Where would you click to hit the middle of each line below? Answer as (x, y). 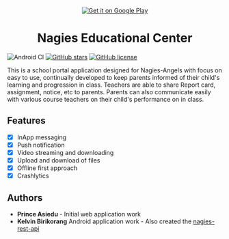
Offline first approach (47, 168)
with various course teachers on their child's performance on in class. (106, 99)
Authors (25, 198)
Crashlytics (33, 176)
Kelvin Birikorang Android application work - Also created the (104, 221)
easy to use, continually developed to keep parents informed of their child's (113, 77)
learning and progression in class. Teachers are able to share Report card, (111, 85)
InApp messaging (42, 137)
